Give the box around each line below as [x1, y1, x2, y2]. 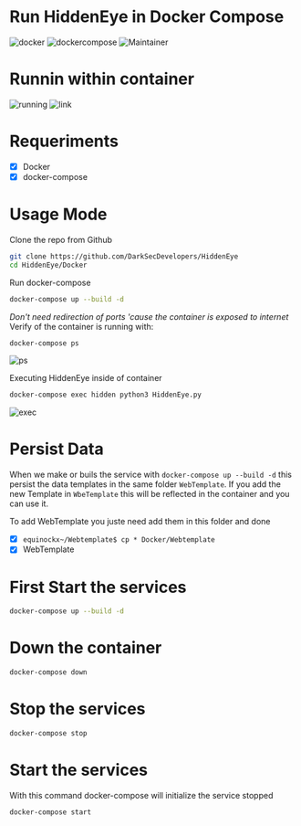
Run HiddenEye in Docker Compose [9, 6, 285, 27]
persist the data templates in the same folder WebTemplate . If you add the [9, 479, 281, 490]
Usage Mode [9, 204, 108, 225]
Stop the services [9, 699, 146, 719]
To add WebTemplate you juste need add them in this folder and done [9, 516, 271, 527]
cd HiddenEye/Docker [9, 260, 88, 270]
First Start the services [9, 577, 187, 598]
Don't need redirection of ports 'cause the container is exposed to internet [9, 311, 289, 322]
